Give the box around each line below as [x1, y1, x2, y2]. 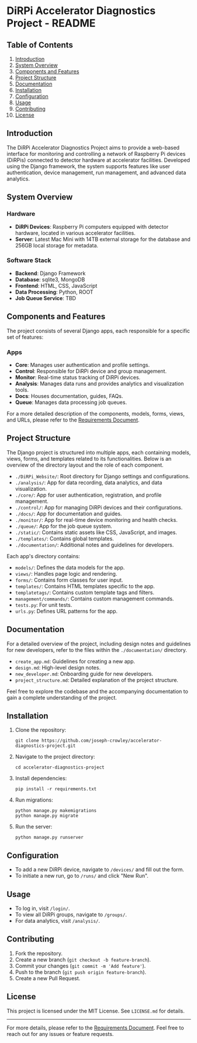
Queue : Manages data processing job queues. [15, 399, 127, 406]
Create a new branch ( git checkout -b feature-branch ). [15, 956, 151, 963]
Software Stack [6, 256, 51, 264]
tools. [15, 386, 29, 393]
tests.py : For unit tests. [15, 601, 72, 608]
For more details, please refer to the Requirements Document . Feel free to [6, 1024, 184, 1031]
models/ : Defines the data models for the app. [15, 564, 125, 571]
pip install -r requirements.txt [15, 786, 97, 792]
